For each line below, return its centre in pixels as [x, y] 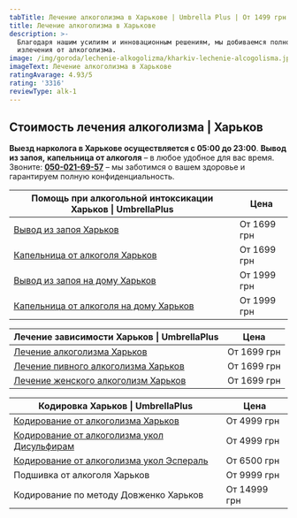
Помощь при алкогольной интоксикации [122, 198]
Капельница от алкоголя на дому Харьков [104, 306]
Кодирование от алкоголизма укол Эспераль [111, 461]
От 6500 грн [253, 461]
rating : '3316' [37, 83]
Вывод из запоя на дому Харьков [85, 281]
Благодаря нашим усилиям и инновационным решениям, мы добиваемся [142, 42]
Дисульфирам [44, 446]
